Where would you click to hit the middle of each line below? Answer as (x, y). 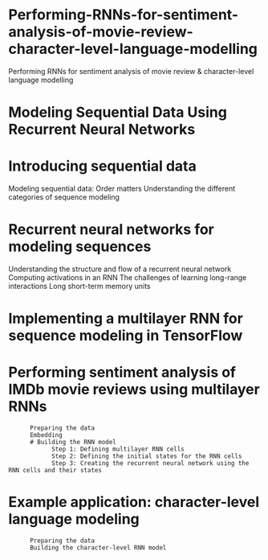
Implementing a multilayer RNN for (126, 319)
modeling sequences (80, 247)
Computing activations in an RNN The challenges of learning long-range (128, 278)
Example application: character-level (134, 502)
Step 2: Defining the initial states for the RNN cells (146, 456)
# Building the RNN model (73, 443)
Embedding (46, 435)
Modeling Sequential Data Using (118, 112)
